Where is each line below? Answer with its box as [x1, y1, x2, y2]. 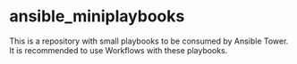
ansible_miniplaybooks [9, 6, 185, 27]
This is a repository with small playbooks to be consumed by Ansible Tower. [9, 36, 289, 46]
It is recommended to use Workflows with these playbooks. [9, 44, 228, 55]
